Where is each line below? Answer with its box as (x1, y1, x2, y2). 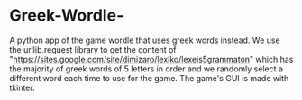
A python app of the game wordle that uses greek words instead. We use (9, 35, 281, 46)
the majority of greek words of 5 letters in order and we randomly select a (9, 63, 284, 74)
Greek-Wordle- (9, 5, 124, 26)
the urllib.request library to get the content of (9, 44, 178, 54)
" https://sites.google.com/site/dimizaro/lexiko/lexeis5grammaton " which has (9, 54, 294, 64)
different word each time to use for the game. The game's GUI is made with (9, 72, 289, 83)
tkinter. (9, 82, 35, 93)
